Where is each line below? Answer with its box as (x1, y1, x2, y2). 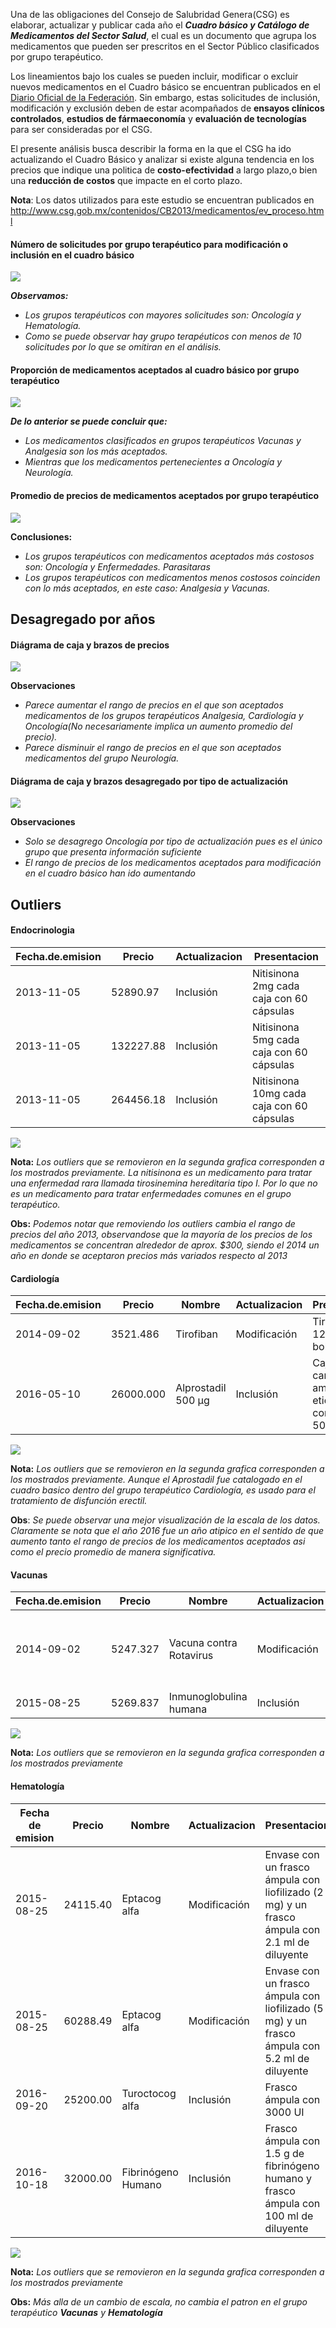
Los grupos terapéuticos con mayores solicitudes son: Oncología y (24, 309, 302, 321)
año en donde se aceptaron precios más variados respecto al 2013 (10, 1250, 288, 1261)
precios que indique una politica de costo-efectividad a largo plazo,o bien (10, 164, 318, 176)
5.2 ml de (264, 2051, 310, 2065)
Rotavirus (168, 1649, 214, 1663)
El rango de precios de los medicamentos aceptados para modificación (24, 857, 322, 869)
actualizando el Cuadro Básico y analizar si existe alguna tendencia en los (10, 154, 315, 165)
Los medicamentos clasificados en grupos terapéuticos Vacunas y (24, 435, 302, 447)
